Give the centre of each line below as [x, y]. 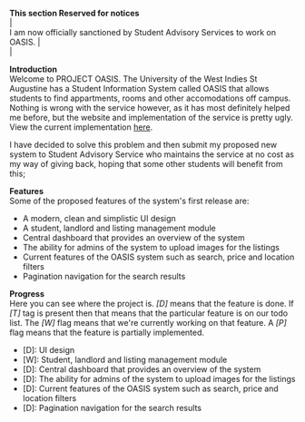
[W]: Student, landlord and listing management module [125, 359]
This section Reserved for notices [74, 13]
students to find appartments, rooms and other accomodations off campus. [150, 98]
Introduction [33, 69]
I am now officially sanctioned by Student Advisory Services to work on [143, 32]
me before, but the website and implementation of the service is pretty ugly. [151, 118]
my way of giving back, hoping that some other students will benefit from [146, 164]
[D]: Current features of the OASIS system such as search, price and [150, 388]
